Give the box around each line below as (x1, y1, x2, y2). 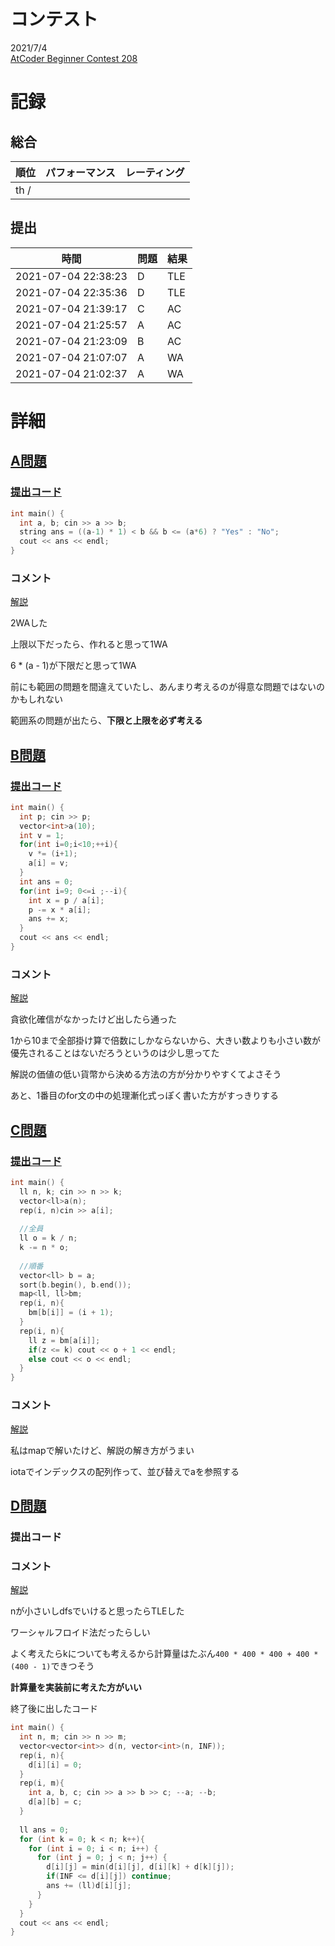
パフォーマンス (45, 165, 116, 179)
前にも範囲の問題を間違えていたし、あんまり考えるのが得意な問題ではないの (10, 681, 325, 693)
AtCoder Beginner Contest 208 (10, 52, 138, 64)
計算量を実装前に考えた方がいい (10, 1681, 142, 1694)
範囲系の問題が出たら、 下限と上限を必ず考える (10, 715, 203, 727)
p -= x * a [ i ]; (28, 905, 92, 915)
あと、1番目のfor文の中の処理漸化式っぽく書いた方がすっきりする (10, 1090, 280, 1102)
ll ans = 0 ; (19, 1825, 70, 1835)
